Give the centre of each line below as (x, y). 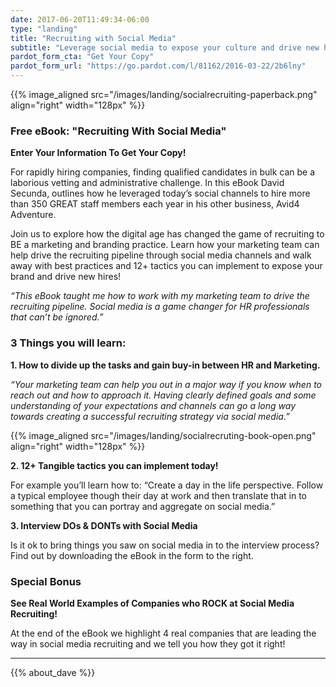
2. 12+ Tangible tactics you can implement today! (114, 465)
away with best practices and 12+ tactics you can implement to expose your (166, 266)
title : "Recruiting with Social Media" (93, 38)
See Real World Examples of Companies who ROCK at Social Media (152, 603)
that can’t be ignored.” (57, 317)
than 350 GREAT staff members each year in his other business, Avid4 (155, 204)
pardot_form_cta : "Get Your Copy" (82, 57)
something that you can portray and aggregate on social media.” (143, 506)
